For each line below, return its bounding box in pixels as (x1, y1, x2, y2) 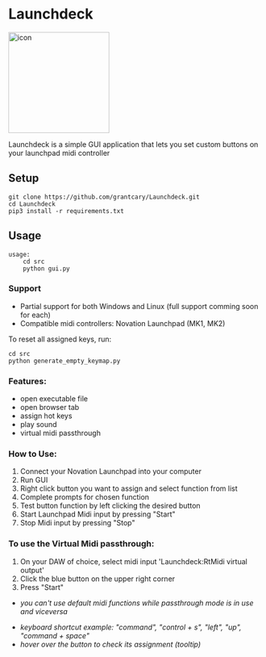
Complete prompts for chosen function (19, 492, 150, 502)
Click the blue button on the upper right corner (19, 574, 176, 584)
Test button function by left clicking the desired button (19, 501, 201, 511)
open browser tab (19, 403, 80, 412)
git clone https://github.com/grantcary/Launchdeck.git (8, 193, 200, 201)
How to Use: (8, 449, 57, 460)
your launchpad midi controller (8, 148, 110, 157)
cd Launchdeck (8, 199, 56, 208)
